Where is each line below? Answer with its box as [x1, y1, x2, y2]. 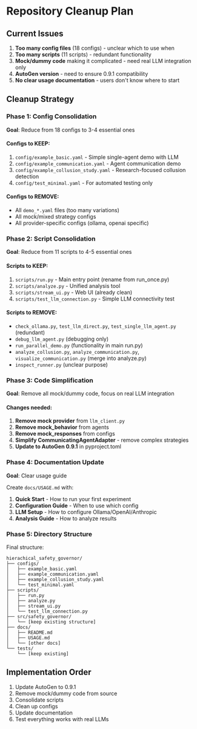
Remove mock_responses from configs [15, 430, 115, 438]
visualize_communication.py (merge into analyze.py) [15, 355, 147, 362]
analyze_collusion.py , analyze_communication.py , [15, 348, 139, 355]
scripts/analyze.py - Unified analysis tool [15, 282, 121, 289]
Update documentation [15, 709, 73, 716]
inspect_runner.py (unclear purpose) [15, 361, 108, 368]
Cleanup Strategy [6, 94, 75, 104]
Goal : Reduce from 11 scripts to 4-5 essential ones [6, 248, 132, 256]
